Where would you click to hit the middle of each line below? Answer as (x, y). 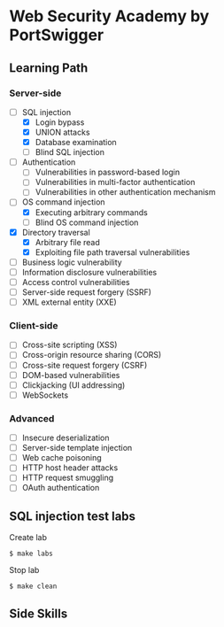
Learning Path (49, 68)
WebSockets (45, 395)
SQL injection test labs (72, 516)
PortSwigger (57, 35)
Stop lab (24, 570)
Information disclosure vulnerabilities (89, 272)
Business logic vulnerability (72, 262)
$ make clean (33, 586)
